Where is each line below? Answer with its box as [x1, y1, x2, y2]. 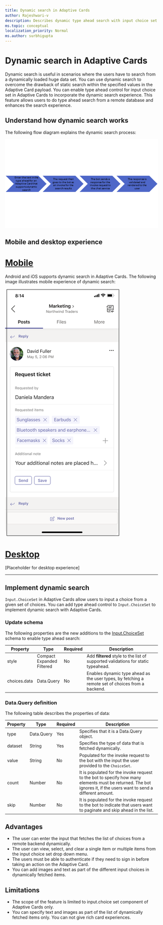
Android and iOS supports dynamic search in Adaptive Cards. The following [5, 273, 156, 279]
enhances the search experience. [5, 102, 72, 108]
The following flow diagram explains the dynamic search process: [5, 129, 137, 135]
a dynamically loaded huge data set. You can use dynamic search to [5, 76, 142, 82]
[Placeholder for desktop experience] [5, 565, 80, 571]
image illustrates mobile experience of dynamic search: [5, 278, 115, 285]
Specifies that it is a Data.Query [79, 729, 142, 734]
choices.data [7, 678, 33, 684]
